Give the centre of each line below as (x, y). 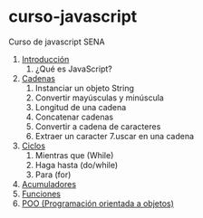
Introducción (45, 59)
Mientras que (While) (74, 155)
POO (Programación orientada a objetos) (97, 203)
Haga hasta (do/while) (77, 165)
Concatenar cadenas (74, 117)
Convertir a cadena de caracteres (98, 126)
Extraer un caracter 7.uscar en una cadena (115, 136)
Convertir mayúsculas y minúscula (99, 98)
